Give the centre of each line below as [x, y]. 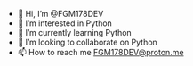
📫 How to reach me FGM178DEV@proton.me [101, 52]
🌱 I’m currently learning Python [74, 33]
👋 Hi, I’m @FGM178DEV [60, 14]
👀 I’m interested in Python [65, 23]
